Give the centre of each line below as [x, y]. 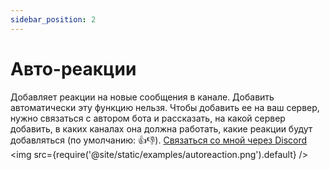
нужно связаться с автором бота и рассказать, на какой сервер [148, 118]
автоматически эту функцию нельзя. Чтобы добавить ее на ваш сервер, [165, 107]
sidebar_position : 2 [53, 19]
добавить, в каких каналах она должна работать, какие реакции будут [161, 128]
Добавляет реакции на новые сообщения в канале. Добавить [142, 97]
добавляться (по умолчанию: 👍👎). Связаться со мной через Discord [159, 140]
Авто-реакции [73, 68]
